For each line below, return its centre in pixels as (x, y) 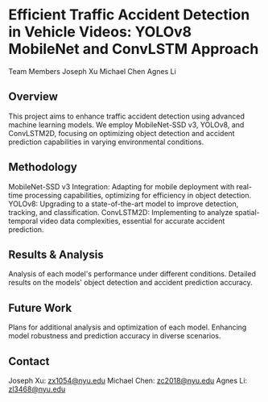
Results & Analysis (56, 254)
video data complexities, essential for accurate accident (132, 221)
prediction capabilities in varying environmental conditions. (106, 142)
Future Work (40, 308)
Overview (33, 97)
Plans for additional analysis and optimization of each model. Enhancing (128, 327)
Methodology (43, 167)
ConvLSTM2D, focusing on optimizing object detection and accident (122, 133)
